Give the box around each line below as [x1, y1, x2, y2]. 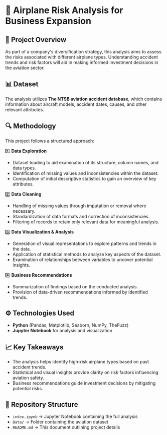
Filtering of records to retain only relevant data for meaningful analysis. [12, 219, 159, 225]
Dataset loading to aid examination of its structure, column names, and [12, 159, 159, 165]
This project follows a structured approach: [5, 138, 94, 144]
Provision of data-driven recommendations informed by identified [12, 289, 148, 295]
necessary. [12, 208, 36, 214]
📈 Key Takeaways [5, 343, 64, 351]
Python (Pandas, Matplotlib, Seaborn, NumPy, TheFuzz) [12, 322, 129, 328]
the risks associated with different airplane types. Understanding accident [5, 54, 158, 60]
